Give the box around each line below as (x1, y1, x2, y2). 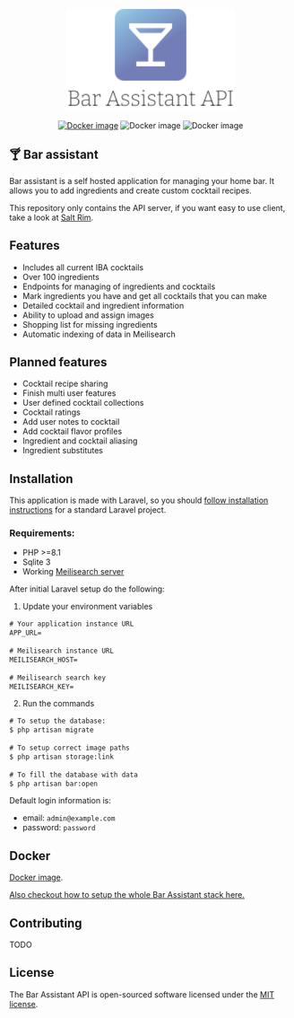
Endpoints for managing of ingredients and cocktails (22, 281, 216, 292)
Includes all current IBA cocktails (22, 261, 144, 273)
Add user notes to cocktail (22, 417, 120, 427)
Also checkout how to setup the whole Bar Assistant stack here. (9, 890, 245, 900)
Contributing (9, 916, 82, 931)
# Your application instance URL (9, 619, 134, 628)
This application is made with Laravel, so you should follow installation (9, 495, 269, 506)
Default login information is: (9, 795, 112, 806)
